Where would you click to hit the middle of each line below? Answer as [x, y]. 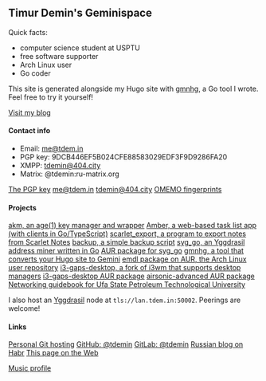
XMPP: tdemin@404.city [60, 166]
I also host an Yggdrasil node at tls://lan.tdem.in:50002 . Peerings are [125, 300]
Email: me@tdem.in [51, 149]
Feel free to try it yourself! [51, 97]
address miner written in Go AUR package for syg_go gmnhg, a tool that [126, 251]
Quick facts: [28, 32]
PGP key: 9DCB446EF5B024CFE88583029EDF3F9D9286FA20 [123, 157]
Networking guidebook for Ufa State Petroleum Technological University [127, 285]
